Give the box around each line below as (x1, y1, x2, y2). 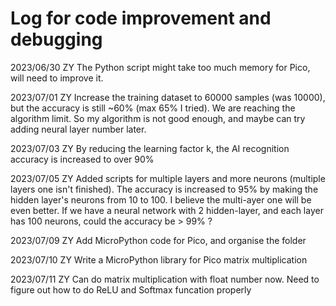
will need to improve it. (10, 72, 104, 84)
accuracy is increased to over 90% (10, 153, 155, 165)
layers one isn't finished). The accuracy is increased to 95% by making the (10, 183, 319, 195)
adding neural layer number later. (10, 123, 147, 135)
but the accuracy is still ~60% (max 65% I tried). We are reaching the (10, 102, 296, 114)
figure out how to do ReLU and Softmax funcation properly (10, 283, 252, 296)
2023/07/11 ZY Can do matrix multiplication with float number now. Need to (10, 273, 320, 285)
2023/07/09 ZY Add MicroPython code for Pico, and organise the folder (10, 234, 307, 246)
